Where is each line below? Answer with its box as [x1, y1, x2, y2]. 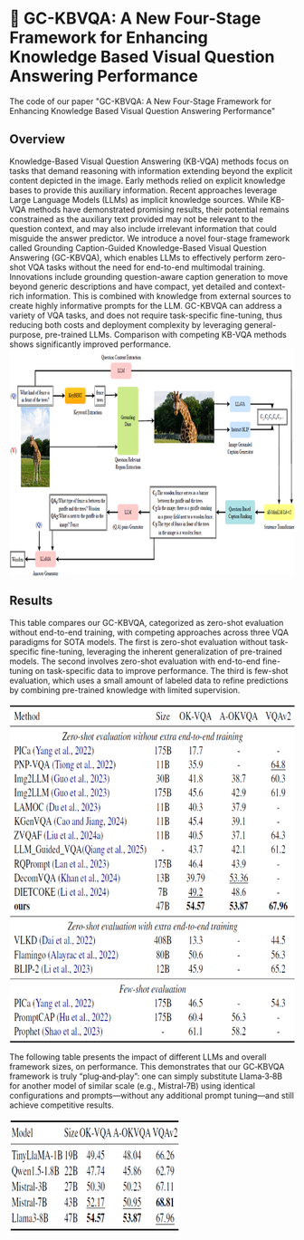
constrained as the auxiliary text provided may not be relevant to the [9, 213, 264, 225]
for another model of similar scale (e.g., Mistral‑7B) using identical [9, 1080, 256, 1091]
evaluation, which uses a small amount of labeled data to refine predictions [9, 675, 289, 686]
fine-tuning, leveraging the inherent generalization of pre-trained [41, 646, 282, 657]
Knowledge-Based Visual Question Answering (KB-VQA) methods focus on [9, 156, 290, 167]
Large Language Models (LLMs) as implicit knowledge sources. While [9, 194, 269, 205]
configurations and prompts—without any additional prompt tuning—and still [9, 1090, 294, 1101]
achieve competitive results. [9, 1100, 115, 1110]
